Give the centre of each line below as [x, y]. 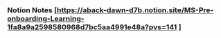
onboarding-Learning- [46, 18]
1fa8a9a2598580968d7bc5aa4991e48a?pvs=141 [92, 27]
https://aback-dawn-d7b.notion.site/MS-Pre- [135, 10]
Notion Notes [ [32, 10]
